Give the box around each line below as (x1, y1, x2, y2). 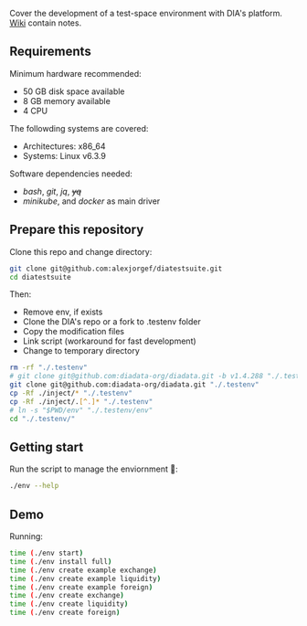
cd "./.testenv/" (9, 414, 76, 423)
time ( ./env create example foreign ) (9, 582, 153, 592)
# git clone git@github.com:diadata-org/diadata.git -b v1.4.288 (9, 372, 263, 381)
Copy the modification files (22, 326, 125, 337)
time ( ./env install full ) (9, 557, 112, 566)
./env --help (9, 482, 59, 491)
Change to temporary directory (22, 345, 140, 356)
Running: (9, 531, 44, 542)
